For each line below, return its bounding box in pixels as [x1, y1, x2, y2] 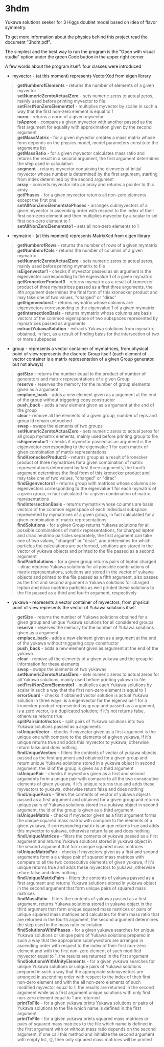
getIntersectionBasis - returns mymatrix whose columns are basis [17, 310, 152, 316]
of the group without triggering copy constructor [17, 397, 116, 403]
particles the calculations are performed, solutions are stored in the [17, 543, 153, 549]
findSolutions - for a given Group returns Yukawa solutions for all [17, 522, 150, 528]
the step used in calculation [17, 161, 73, 166]
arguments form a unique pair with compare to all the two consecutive [17, 776, 159, 781]
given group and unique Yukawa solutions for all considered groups [17, 619, 154, 625]
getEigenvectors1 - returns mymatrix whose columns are [17, 299, 133, 305]
